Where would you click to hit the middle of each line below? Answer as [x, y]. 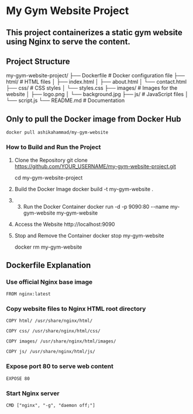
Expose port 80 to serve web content [60, 367]
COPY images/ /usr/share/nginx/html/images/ [61, 341]
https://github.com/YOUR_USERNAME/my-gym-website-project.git [95, 166]
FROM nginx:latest [28, 294]
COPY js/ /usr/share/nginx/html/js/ [51, 352]
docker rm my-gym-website [48, 247]
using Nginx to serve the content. [68, 41]
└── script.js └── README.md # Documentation [65, 100]
